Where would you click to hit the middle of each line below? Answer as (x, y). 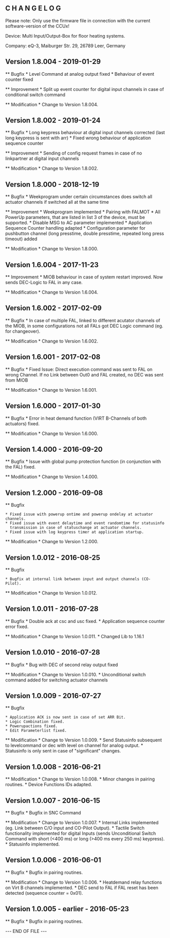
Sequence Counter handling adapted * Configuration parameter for (75, 228)
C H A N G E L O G (33, 8)
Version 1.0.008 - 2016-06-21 (53, 767)
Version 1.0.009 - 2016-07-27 (53, 696)
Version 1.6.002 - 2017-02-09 (54, 308)
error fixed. (17, 627)
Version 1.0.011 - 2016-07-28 (52, 609)
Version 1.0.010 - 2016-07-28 (53, 652)
